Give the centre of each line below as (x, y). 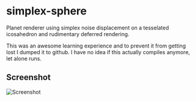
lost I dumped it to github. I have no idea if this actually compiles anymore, (98, 52)
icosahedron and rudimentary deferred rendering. (68, 34)
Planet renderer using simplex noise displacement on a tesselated (88, 28)
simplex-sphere (47, 11)
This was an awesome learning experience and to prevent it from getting (96, 46)
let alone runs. (24, 58)
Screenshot (29, 77)
